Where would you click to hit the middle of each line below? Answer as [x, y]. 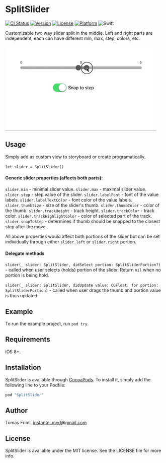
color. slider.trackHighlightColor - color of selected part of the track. [79, 216]
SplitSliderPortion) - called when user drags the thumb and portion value [83, 290]
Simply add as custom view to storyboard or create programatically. [75, 157]
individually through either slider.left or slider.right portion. [71, 242]
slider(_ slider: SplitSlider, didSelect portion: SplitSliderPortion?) [83, 265]
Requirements [28, 339]
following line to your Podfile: [35, 385]
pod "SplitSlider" [24, 395]
